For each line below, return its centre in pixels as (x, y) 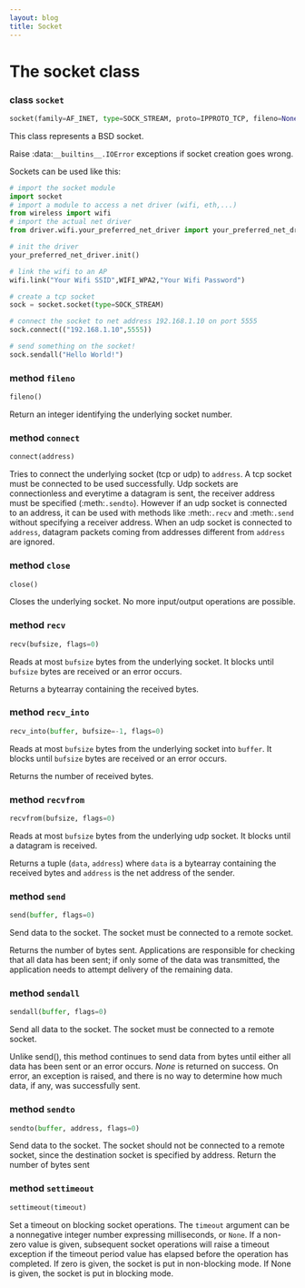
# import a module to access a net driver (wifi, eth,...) (123, 205)
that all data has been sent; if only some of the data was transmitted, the (145, 960)
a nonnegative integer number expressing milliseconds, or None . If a (135, 1234)
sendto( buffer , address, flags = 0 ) (75, 1128)
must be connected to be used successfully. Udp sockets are (124, 484)
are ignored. (32, 542)
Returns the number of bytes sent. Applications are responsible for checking (152, 950)
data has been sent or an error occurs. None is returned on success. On (144, 1067)
